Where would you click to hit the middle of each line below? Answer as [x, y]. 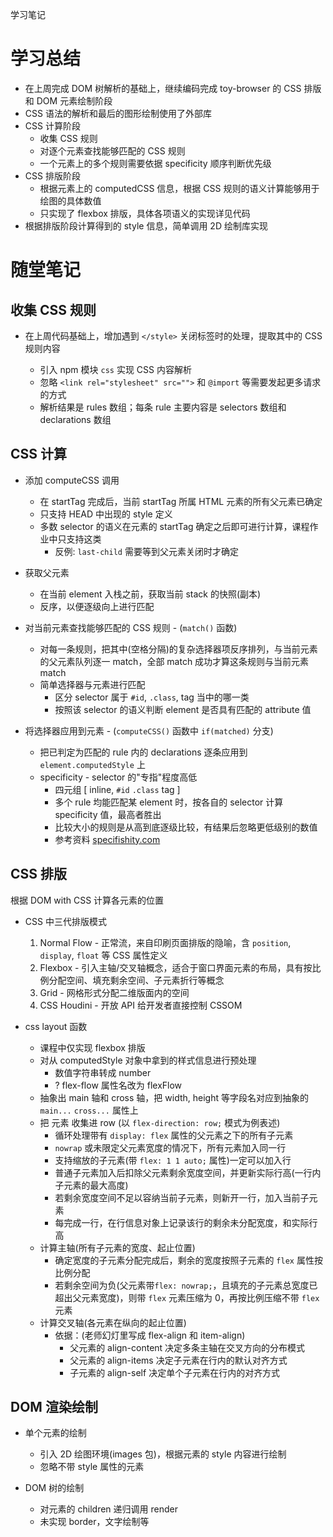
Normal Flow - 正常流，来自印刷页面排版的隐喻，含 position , [165, 942]
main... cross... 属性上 [89, 1110]
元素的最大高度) [96, 1185]
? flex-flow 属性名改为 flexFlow [118, 1085]
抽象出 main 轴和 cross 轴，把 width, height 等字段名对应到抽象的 [174, 1097]
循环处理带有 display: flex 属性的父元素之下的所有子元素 [174, 1135]
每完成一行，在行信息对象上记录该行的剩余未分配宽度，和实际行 [186, 1222]
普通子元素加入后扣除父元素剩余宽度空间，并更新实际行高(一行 [183, 1172]
